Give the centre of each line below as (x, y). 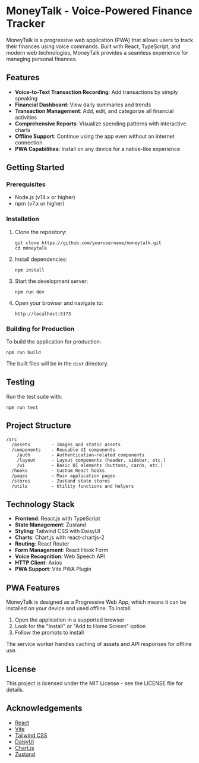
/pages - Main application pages (64, 476)
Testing (20, 382)
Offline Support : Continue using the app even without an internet (95, 136)
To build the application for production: (54, 342)
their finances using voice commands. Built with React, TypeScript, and (93, 46)
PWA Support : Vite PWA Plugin (53, 569)
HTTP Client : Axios (38, 563)
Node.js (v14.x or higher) (45, 197)
